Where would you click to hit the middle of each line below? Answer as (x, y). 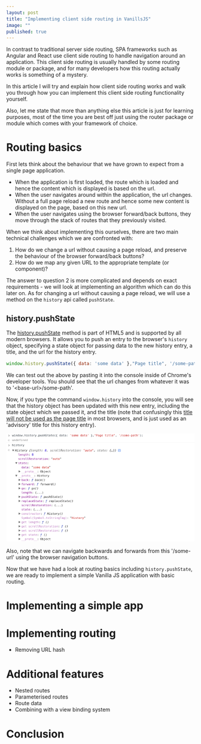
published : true (26, 32)
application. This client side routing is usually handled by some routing (93, 62)
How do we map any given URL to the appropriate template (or (92, 263)
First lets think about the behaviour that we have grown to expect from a (95, 164)
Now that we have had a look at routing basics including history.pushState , (99, 569)
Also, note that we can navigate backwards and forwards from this (88, 551)
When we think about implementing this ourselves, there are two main (92, 232)
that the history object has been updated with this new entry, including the (98, 406)
